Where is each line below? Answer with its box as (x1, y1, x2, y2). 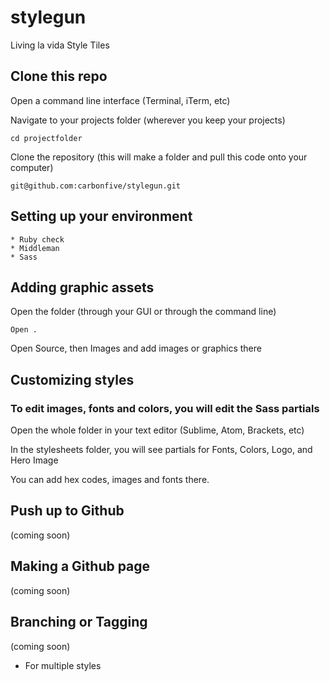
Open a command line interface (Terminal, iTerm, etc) (10, 94, 231, 106)
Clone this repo (10, 68, 108, 85)
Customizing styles (10, 371, 135, 388)
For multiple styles (24, 659, 102, 671)
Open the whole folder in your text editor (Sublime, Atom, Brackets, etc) (10, 424, 305, 436)
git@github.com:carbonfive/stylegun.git (10, 181, 182, 191)
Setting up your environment (10, 208, 193, 225)
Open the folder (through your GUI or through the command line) (10, 306, 277, 318)
